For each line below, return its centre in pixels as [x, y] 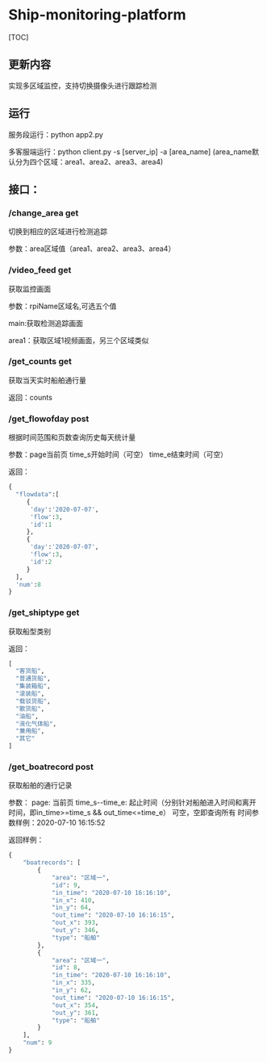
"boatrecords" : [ [52, 863]
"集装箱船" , [33, 686]
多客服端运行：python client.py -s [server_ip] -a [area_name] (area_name [130, 152]
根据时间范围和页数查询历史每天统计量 [72, 437]
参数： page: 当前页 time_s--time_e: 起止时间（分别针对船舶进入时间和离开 [132, 803]
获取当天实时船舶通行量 [47, 380]
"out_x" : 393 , [75, 923]
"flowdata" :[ [38, 495]
